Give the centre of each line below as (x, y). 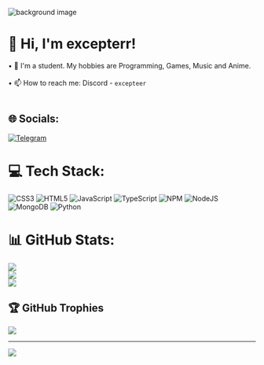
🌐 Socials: (34, 119)
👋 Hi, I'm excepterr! (72, 44)
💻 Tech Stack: (57, 171)
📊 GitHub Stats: (62, 240)
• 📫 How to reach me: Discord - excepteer (77, 83)
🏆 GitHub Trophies (56, 308)
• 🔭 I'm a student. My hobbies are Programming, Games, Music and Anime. (130, 65)
